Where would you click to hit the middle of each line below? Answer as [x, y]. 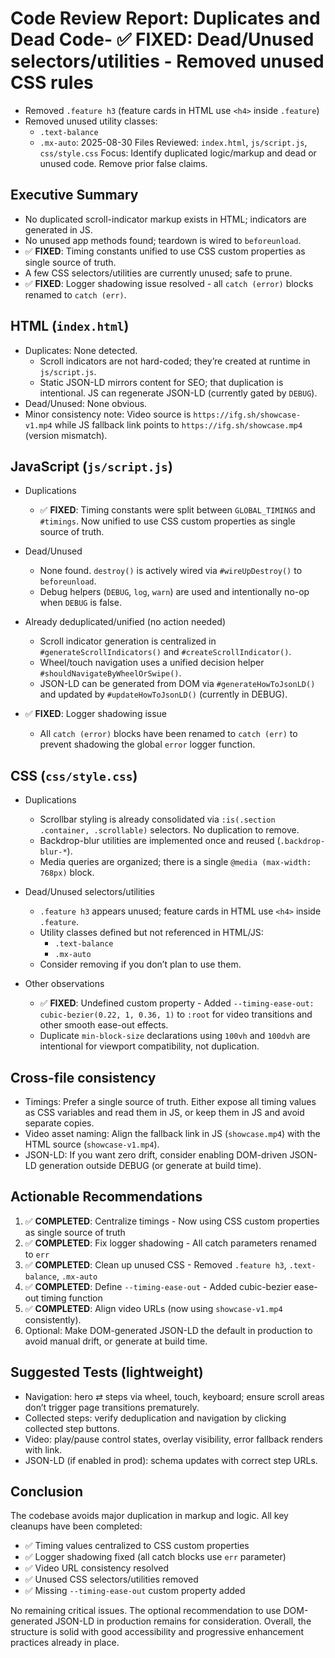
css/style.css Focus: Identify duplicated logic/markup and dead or [178, 153]
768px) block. [67, 873]
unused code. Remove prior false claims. [123, 163]
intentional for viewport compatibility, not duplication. [149, 1046]
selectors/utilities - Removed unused [167, 61]
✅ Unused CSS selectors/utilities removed [111, 1579]
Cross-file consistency [83, 1077]
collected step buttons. [72, 1428]
